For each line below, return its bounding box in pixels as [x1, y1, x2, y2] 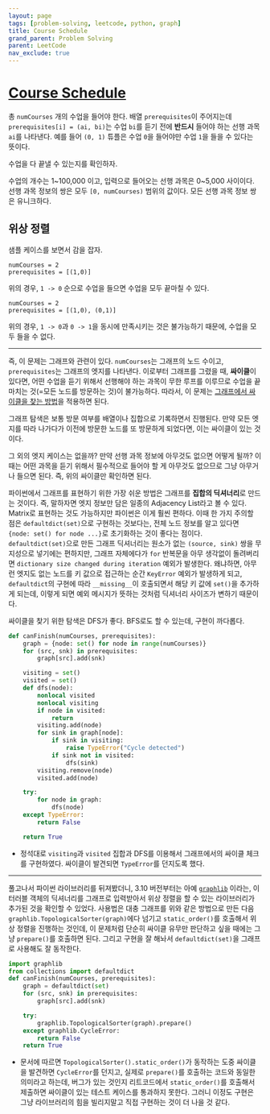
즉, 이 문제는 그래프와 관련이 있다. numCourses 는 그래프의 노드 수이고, [8, 356, 224, 366]
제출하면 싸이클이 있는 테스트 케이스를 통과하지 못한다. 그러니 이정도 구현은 [19, 1087, 255, 1097]
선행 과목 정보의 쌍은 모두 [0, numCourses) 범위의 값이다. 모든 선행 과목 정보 [8, 186, 248, 196]
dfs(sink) [65, 759, 99, 767]
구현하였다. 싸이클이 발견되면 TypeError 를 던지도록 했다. [28, 859, 205, 868]
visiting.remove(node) [37, 766, 113, 774]
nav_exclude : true [8, 49, 70, 57]
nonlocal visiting [37, 698, 99, 707]
